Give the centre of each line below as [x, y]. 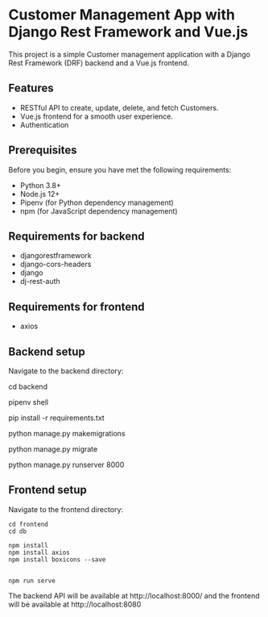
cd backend [28, 386]
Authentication [44, 125]
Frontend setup [47, 490]
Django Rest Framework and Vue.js [128, 32]
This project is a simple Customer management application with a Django [130, 54]
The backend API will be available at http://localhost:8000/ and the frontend [134, 595]
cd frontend [28, 524]
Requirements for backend [76, 236]
